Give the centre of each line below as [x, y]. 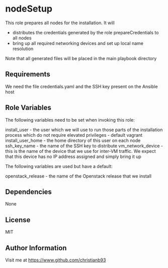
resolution [23, 48]
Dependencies [28, 192]
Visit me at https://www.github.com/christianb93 [56, 260]
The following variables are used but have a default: [59, 166]
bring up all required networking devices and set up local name [78, 43]
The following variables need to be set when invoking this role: [70, 120]
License [18, 220]
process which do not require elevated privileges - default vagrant [74, 135]
